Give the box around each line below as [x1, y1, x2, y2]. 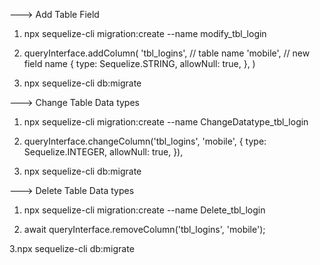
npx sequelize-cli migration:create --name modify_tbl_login [23, 28, 267, 39]
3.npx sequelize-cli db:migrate [9, 243, 135, 254]
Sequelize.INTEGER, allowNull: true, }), [23, 146, 184, 158]
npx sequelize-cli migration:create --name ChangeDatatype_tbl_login [23, 116, 309, 128]
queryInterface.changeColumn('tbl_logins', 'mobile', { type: [23, 135, 267, 147]
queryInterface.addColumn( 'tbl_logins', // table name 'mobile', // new [23, 47, 311, 59]
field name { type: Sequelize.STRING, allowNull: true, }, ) [23, 58, 256, 69]
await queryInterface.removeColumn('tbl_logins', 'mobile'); [23, 224, 266, 235]
